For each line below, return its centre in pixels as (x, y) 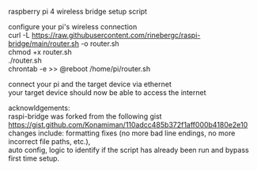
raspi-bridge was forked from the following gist (85, 116)
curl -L (19, 35)
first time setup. (34, 158)
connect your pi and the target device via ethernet (90, 84)
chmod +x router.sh (40, 52)
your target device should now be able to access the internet (107, 93)
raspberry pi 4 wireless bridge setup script (78, 11)
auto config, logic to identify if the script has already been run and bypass (128, 150)
